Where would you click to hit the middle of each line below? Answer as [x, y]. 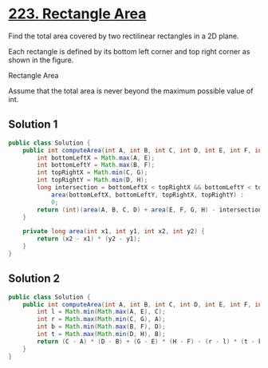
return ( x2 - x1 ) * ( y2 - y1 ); [89, 239]
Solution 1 [33, 125]
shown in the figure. [41, 60]
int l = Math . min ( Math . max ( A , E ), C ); [101, 312]
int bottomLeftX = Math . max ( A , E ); [96, 158]
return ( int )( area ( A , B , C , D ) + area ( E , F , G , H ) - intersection [150, 210]
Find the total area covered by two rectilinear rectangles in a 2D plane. [124, 36]
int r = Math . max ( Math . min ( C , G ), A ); [101, 319]
